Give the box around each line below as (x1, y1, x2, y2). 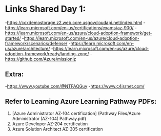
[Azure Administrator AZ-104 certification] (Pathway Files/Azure (12, 110, 141, 116)
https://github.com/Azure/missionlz (5, 56, 77, 62)
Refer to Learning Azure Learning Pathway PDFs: (5, 97, 157, 106)
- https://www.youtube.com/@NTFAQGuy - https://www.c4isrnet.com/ (5, 83, 145, 89)
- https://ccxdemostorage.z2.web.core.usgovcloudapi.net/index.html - (5, 20, 145, 25)
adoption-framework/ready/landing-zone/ (5, 50, 89, 57)
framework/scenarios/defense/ (5, 40, 68, 46)
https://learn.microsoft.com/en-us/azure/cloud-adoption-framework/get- (5, 30, 152, 36)
